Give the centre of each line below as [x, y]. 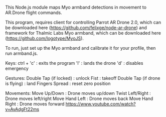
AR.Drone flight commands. [34, 13]
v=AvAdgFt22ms [22, 109]
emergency [17, 68]
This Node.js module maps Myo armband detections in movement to [76, 7]
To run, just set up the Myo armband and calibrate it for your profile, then [80, 48]
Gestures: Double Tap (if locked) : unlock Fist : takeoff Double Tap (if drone [83, 78]
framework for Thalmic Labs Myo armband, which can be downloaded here [83, 33]
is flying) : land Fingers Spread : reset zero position [58, 83]
